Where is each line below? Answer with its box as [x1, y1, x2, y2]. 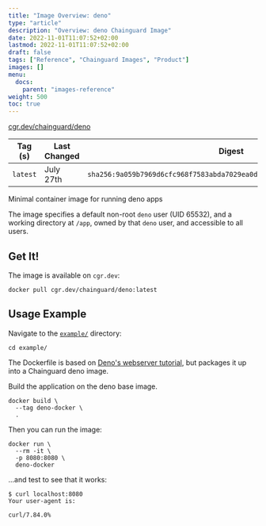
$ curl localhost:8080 [8, 490, 83, 498]
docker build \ [8, 397, 59, 405]
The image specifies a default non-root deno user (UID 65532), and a [8, 209, 232, 219]
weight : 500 [8, 93, 47, 101]
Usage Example [8, 307, 87, 321]
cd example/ [8, 344, 47, 351]
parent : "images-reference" [22, 85, 115, 94]
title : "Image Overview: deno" [8, 11, 112, 20]
